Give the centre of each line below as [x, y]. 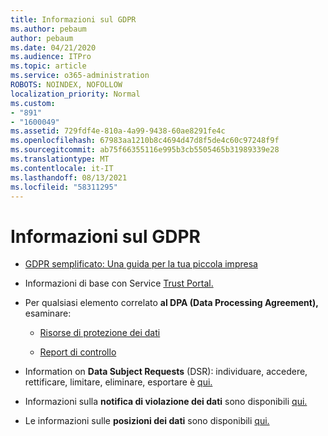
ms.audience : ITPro [51, 57]
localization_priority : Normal [75, 94]
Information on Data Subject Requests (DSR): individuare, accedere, [166, 372]
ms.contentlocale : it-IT [62, 168]
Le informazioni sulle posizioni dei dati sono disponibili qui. [147, 421]
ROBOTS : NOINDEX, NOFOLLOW [66, 85]
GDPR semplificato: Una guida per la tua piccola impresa [141, 264]
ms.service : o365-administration [80, 76]
